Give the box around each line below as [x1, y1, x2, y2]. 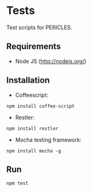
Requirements [6, 41, 61, 52]
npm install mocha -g [6, 148, 62, 154]
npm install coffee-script [6, 103, 75, 109]
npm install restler [6, 125, 59, 131]
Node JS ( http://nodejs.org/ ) [15, 57, 87, 64]
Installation [6, 75, 50, 86]
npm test [6, 180, 29, 187]
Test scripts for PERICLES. [6, 24, 73, 31]
